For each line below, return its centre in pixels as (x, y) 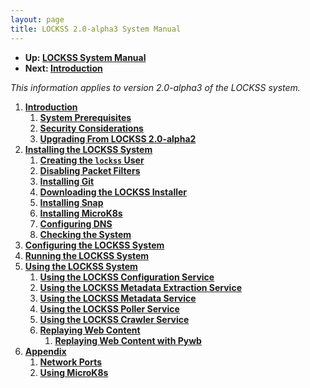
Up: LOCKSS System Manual (85, 57)
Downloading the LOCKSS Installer (113, 192)
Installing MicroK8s (81, 213)
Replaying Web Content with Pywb (128, 340)
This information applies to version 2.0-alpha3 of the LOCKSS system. (155, 87)
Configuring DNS (76, 223)
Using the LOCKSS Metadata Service (118, 298)
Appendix (45, 351)
